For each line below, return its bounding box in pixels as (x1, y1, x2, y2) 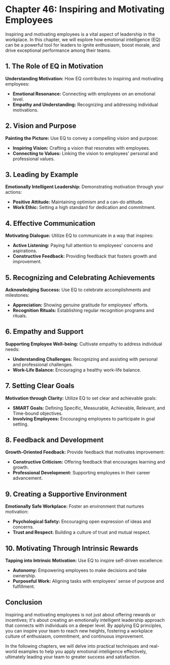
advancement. (12, 475, 43, 481)
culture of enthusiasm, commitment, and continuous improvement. (5, 633, 145, 639)
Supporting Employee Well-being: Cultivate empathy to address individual (5, 341, 162, 347)
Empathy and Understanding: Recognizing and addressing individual (12, 101, 158, 108)
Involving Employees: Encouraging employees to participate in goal (12, 415, 155, 422)
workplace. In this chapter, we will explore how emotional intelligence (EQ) (5, 37, 161, 43)
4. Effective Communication (5, 219, 95, 228)
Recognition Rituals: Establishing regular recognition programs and (12, 307, 154, 313)
